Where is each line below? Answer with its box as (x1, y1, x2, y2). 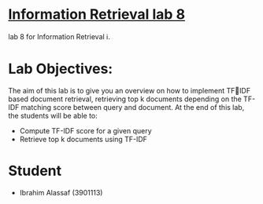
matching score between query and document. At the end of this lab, (20, 102, 245, 111)
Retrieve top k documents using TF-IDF (19, 134, 148, 144)
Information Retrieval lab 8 (8, 5, 186, 24)
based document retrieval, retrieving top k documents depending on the (8, 94, 242, 104)
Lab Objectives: (8, 60, 113, 78)
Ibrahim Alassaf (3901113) (19, 188, 103, 197)
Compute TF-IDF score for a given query (19, 126, 152, 135)
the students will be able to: (8, 111, 98, 120)
